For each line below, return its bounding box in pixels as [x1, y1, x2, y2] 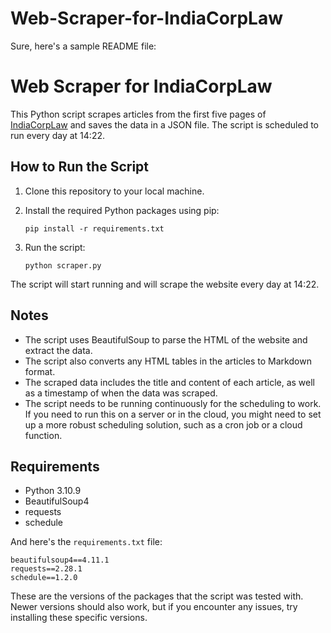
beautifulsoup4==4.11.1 [10, 555, 110, 566]
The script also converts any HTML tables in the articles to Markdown [24, 355, 312, 367]
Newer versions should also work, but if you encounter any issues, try [10, 601, 298, 613]
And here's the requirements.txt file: [10, 536, 163, 548]
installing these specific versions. [10, 612, 148, 624]
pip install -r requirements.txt [24, 223, 165, 234]
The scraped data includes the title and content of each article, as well [24, 376, 316, 388]
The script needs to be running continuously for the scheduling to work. [24, 397, 322, 409]
